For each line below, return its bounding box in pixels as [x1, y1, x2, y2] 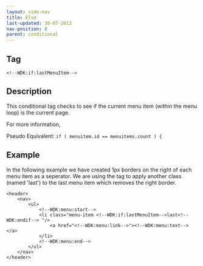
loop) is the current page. [6, 108, 70, 116]
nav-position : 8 [6, 25, 47, 32]
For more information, [6, 121, 61, 128]
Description [6, 86, 52, 97]
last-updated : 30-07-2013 [6, 20, 72, 26]
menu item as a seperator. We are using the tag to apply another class [6, 172, 182, 179]
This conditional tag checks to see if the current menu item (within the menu [6, 102, 198, 110]
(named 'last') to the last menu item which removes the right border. [6, 179, 177, 186]
